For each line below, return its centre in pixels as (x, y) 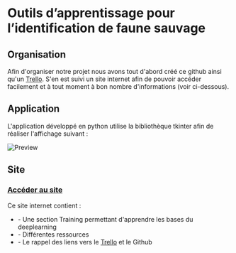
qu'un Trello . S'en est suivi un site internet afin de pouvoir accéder (105, 79)
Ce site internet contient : (44, 205)
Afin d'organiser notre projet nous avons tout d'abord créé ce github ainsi (114, 71)
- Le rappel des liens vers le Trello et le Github (85, 242)
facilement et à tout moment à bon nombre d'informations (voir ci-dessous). (118, 86)
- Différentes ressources (53, 234)
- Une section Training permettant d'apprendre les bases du (105, 219)
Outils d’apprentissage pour (91, 13)
